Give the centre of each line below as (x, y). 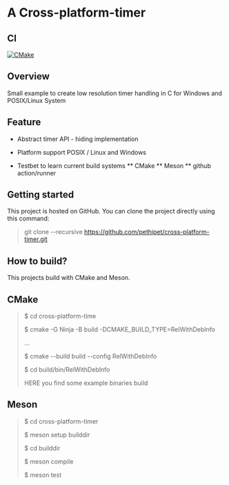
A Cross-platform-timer (77, 13)
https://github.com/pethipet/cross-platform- (147, 232)
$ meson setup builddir (57, 435)
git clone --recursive (53, 232)
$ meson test (43, 475)
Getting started (41, 195)
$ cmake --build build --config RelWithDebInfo (90, 356)
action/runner (37, 173)
